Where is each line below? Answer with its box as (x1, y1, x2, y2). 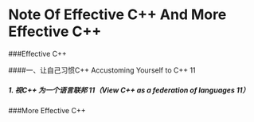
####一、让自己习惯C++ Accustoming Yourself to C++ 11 (8, 65, 197, 75)
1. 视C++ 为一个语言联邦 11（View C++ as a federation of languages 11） (8, 85, 250, 95)
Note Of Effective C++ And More (8, 6, 227, 24)
